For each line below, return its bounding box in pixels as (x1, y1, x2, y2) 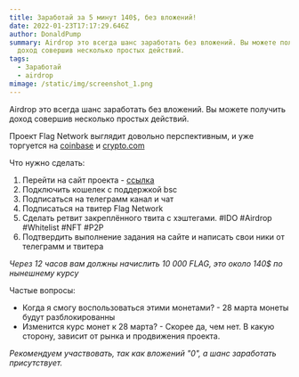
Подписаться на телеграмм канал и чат (21, 193, 174, 204)
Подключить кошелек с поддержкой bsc (21, 184, 178, 194)
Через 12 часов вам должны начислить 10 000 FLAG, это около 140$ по (9, 258, 283, 268)
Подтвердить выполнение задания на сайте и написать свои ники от (21, 231, 285, 242)
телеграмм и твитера (21, 241, 104, 251)
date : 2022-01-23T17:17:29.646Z (9, 21, 129, 30)
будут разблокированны (21, 311, 116, 322)
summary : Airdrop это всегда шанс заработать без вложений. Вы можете (9, 37, 277, 47)
